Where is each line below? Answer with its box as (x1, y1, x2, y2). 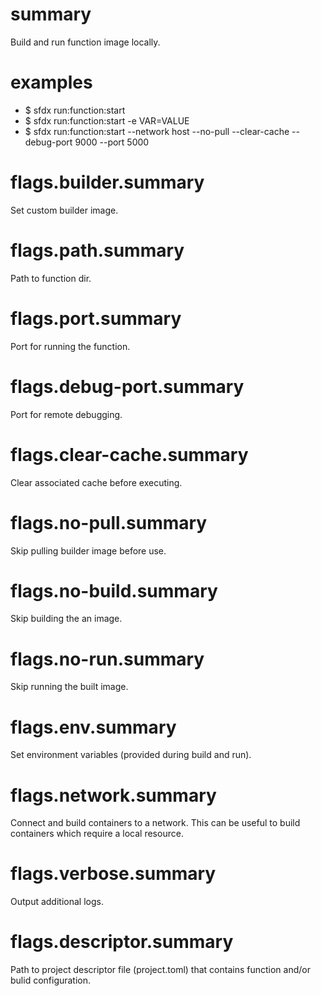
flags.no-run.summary (10, 648, 205, 670)
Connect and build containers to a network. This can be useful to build (10, 817, 301, 829)
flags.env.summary (10, 716, 177, 738)
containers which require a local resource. (10, 828, 184, 840)
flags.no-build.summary (10, 579, 218, 602)
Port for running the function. (10, 340, 131, 352)
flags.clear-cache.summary (10, 443, 249, 466)
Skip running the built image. (10, 681, 129, 693)
